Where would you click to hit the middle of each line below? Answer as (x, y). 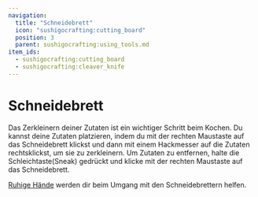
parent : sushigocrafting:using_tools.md (82, 45)
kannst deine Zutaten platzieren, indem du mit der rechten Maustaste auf (126, 136)
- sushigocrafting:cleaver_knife (70, 67)
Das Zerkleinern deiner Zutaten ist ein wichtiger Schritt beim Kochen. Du (125, 128)
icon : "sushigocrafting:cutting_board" (81, 30)
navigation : (28, 15)
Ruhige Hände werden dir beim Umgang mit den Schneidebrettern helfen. (127, 184)
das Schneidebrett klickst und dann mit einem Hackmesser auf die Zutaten (129, 144)
